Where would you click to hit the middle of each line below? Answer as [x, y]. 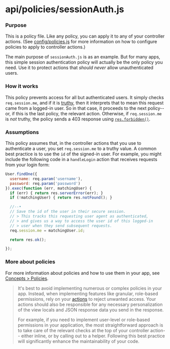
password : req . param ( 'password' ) [45, 183]
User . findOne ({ [21, 174]
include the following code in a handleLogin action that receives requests [81, 160]
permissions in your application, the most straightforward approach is [90, 325]
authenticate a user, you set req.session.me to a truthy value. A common [81, 149]
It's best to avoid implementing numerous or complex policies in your [90, 288]
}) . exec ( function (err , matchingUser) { [49, 188]
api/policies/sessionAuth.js [65, 9]
